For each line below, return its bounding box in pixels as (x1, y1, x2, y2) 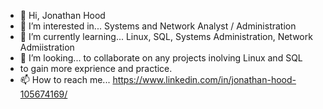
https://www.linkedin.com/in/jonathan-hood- (112, 74, 297, 85)
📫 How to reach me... (19, 74, 111, 85)
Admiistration (19, 41, 75, 53)
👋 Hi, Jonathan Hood (19, 10, 106, 21)
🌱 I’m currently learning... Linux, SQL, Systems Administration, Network (19, 31, 313, 42)
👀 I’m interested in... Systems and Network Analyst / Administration (19, 20, 297, 32)
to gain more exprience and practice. (19, 63, 173, 74)
